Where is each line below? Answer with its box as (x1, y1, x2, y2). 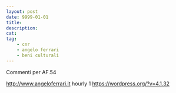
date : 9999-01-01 (6, 14, 49, 20)
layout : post (6, 8, 38, 15)
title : (6, 19, 22, 25)
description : (6, 25, 38, 31)
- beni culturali (16, 52, 59, 58)
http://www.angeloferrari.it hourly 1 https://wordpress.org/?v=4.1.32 (6, 80, 170, 87)
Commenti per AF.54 (6, 68, 57, 75)
